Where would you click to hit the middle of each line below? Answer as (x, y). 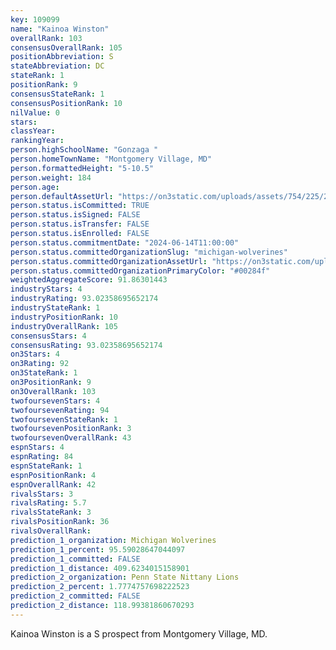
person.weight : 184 (51, 177)
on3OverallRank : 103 (53, 391)
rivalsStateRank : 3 (51, 512)
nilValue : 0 (35, 112)
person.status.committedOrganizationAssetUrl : (109, 261)
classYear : (33, 131)
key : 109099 (35, 19)
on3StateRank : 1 (44, 373)
